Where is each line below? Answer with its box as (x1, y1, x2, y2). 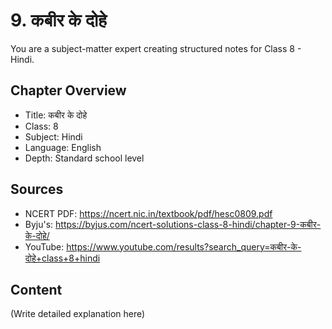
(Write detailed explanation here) (10, 308, 146, 320)
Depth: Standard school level (24, 152, 145, 164)
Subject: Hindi (24, 130, 83, 143)
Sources (10, 181, 64, 198)
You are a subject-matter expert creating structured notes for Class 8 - (10, 42, 302, 54)
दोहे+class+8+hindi (24, 252, 101, 264)
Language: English (24, 141, 102, 153)
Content (10, 281, 63, 298)
